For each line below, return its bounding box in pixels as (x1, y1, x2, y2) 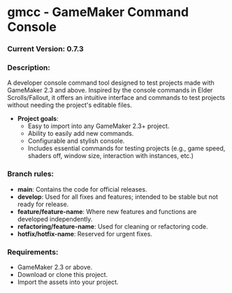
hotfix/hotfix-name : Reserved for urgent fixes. (17, 229, 152, 238)
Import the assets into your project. (17, 278, 119, 286)
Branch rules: (7, 169, 55, 179)
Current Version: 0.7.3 (7, 44, 84, 54)
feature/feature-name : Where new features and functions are (17, 207, 197, 215)
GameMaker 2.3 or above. (17, 263, 93, 271)
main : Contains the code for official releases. (17, 185, 147, 193)
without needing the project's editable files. (7, 101, 133, 109)
